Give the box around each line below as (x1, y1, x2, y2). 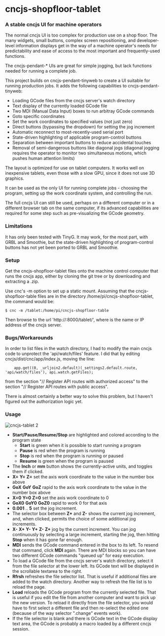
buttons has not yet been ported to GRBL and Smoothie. (5, 244, 119, 250)
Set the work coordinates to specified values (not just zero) (12, 119, 133, 124)
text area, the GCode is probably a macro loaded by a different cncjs (12, 621, 152, 627)
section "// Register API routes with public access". (5, 384, 108, 390)
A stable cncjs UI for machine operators (5, 21, 102, 28)
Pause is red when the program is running (19, 447, 105, 453)
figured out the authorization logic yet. (5, 398, 83, 404)
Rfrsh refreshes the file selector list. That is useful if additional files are (12, 573, 157, 579)
